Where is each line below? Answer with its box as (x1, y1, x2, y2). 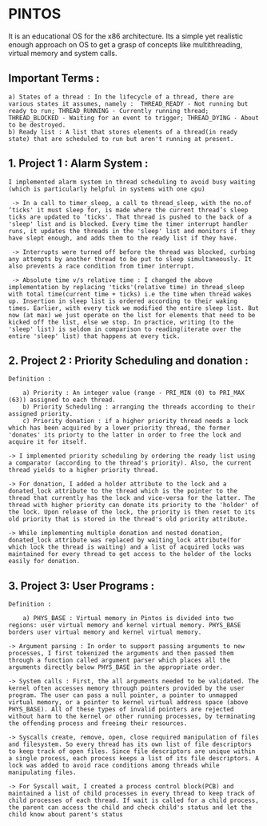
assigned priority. (8, 410, 74, 418)
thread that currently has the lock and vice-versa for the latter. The (8, 494, 256, 502)
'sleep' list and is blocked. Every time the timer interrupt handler (8, 220, 249, 228)
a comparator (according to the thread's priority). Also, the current (8, 459, 252, 467)
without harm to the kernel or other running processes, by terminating (8, 712, 256, 721)
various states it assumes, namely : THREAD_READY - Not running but (8, 99, 249, 108)
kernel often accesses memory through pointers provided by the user (8, 684, 245, 693)
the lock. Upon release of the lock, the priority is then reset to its (8, 508, 256, 517)
